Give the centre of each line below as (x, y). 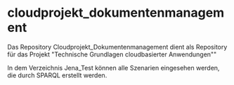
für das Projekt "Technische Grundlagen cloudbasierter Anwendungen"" (112, 54)
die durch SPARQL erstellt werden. (57, 75)
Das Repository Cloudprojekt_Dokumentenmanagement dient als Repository (117, 47)
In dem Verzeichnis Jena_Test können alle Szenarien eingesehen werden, (113, 68)
